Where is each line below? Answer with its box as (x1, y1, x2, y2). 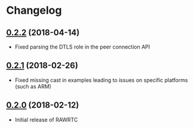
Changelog (6, 4, 62, 17)
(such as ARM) (14, 83, 52, 90)
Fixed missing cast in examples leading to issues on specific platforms (14, 76, 188, 84)
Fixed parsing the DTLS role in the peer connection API (14, 43, 150, 50)
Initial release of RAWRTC (14, 116, 78, 123)
